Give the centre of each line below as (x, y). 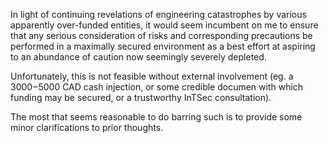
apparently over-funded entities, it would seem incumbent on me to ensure (164, 25)
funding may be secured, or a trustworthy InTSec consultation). (141, 97)
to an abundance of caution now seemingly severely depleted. (138, 57)
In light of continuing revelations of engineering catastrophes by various (158, 14)
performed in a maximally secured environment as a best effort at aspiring (163, 46)
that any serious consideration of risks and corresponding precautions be (161, 35)
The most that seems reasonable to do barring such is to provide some (156, 117)
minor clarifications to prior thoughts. (87, 127)
